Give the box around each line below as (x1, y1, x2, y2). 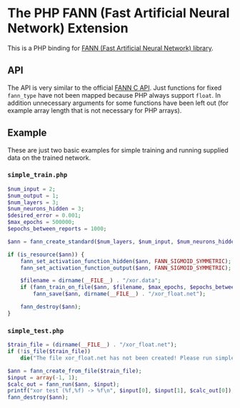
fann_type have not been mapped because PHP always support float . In (7, 91, 221, 99)
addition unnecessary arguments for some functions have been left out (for (7, 98, 229, 107)
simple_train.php (7, 171, 68, 179)
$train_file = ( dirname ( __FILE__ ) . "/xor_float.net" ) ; (7, 341, 177, 349)
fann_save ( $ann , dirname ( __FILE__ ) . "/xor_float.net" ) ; (33, 290, 206, 297)
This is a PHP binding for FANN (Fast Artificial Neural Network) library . (7, 44, 214, 52)
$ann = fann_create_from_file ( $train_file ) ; (7, 367, 142, 374)
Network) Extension (7, 20, 129, 36)
